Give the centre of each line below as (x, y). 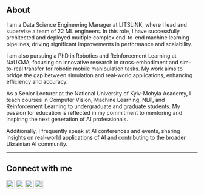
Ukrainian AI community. (37, 144)
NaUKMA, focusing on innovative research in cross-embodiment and (93, 62)
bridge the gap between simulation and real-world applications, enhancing (100, 75)
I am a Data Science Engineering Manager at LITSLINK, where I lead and (97, 24)
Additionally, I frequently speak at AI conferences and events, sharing (93, 131)
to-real (15, 69)
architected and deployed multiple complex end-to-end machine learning (98, 37)
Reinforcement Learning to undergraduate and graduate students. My (93, 106)
